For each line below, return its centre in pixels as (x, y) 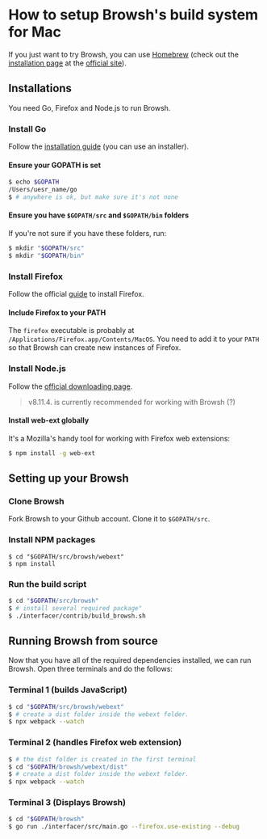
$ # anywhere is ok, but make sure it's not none (94, 197)
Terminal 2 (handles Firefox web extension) (95, 743)
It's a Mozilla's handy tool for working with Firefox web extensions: (119, 438)
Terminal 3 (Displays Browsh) (67, 803)
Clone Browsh (36, 501)
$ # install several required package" (75, 608)
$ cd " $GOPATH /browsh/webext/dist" (68, 767)
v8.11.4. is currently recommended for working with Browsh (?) (132, 402)
